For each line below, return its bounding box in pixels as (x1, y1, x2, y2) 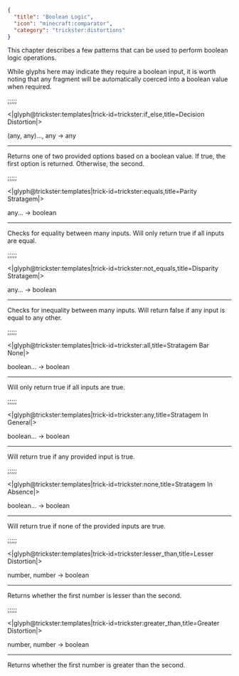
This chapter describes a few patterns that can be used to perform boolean (7, 46, 228, 55)
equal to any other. (7, 313, 63, 322)
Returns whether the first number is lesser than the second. (7, 591, 182, 600)
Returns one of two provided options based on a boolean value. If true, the (7, 152, 226, 160)
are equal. (7, 236, 37, 245)
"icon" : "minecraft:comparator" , (14, 20, 113, 27)
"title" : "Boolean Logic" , (14, 13, 94, 21)
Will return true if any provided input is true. (7, 452, 135, 461)
